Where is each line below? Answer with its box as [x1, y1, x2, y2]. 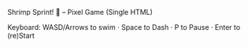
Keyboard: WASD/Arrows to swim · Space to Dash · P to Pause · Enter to [7, 23, 241, 31]
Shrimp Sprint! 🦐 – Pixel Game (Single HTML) [7, 8, 153, 16]
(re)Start [7, 31, 35, 40]
